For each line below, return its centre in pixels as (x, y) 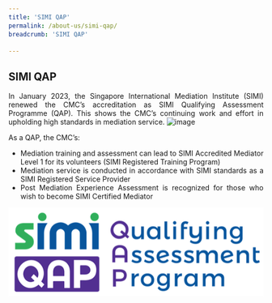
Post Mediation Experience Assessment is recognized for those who (142, 188)
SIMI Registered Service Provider (75, 179)
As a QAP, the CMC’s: (45, 138)
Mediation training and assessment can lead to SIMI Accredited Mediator (142, 153)
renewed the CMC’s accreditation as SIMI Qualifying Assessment (136, 105)
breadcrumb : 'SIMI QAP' (49, 34)
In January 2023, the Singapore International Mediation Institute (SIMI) (136, 96)
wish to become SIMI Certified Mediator (87, 196)
